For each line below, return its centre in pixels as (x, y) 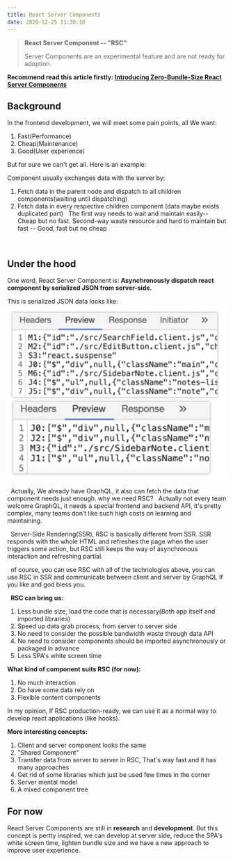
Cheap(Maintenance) (48, 144)
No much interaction (47, 683)
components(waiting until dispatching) (72, 199)
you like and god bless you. (46, 584)
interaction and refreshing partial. (55, 557)
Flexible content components (59, 698)
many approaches (43, 767)
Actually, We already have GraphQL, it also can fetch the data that (105, 491)
